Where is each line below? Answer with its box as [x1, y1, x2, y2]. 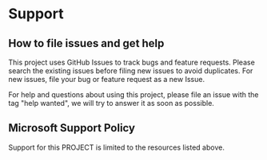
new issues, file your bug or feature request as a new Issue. [8, 75, 205, 84]
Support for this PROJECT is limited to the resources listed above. [8, 142, 225, 152]
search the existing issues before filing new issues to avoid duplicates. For [8, 66, 253, 76]
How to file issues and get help [8, 37, 165, 50]
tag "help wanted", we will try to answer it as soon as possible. [8, 99, 214, 107]
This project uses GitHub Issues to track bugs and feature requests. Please [8, 57, 256, 67]
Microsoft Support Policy [8, 121, 136, 135]
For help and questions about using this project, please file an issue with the [8, 90, 259, 100]
